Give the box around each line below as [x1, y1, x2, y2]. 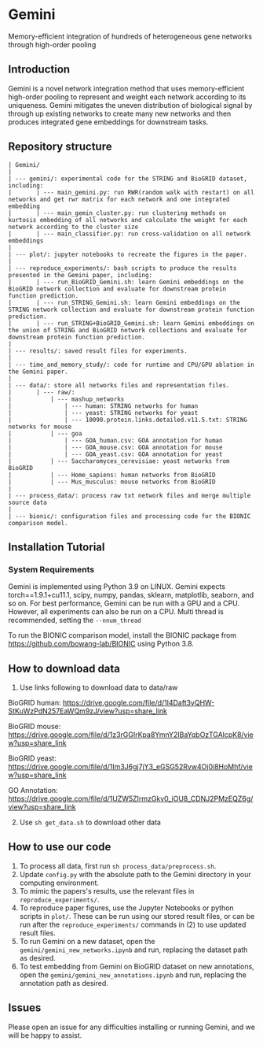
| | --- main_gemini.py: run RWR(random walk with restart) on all [8, 188, 255, 196]
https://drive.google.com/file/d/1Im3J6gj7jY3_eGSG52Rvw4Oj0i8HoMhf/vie [8, 762, 253, 772]
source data [8, 498, 47, 506]
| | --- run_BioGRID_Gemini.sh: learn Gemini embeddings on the [8, 278, 244, 286]
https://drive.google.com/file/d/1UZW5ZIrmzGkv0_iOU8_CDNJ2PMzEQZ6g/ [8, 794, 254, 804]
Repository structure [8, 140, 112, 154]
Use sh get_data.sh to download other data [19, 817, 161, 828]
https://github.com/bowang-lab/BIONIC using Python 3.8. [8, 639, 195, 649]
